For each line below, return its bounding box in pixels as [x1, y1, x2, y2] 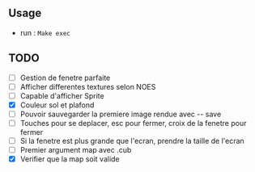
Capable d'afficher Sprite [19, 90, 104, 100]
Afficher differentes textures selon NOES [19, 82, 156, 91]
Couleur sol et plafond [19, 100, 95, 110]
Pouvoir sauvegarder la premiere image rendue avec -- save [19, 109, 222, 119]
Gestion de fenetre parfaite [19, 73, 111, 82]
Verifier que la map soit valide [19, 154, 120, 164]
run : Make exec [19, 27, 70, 37]
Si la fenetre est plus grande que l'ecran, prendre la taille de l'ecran [19, 136, 244, 145]
